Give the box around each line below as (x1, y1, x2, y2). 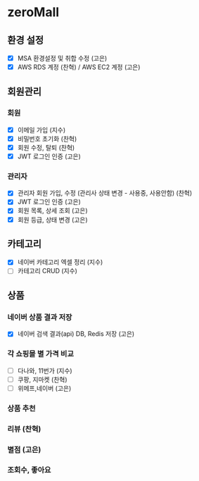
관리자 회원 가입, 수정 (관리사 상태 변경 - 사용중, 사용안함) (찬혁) (17, 189, 193, 197)
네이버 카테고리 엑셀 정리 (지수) (17, 258, 103, 266)
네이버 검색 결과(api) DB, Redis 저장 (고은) (17, 330, 135, 338)
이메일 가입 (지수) (17, 125, 66, 134)
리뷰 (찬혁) (7, 424, 41, 434)
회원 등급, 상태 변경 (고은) (17, 215, 88, 224)
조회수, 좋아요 (7, 466, 51, 475)
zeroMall (7, 4, 60, 20)
